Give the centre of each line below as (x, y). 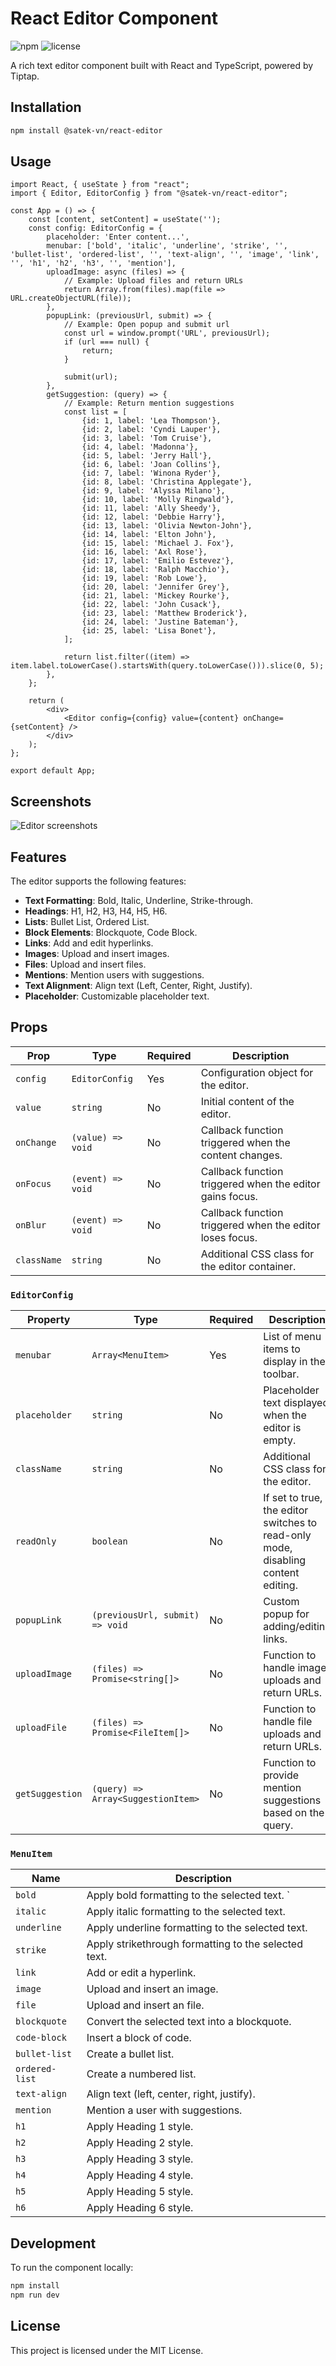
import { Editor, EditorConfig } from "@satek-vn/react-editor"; (149, 193)
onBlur (31, 1225)
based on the (294, 1813)
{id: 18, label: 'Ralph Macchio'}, (155, 570)
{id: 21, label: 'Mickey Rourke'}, (155, 596)
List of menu (292, 1337)
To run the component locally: (72, 2268)
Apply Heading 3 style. (140, 2159)
